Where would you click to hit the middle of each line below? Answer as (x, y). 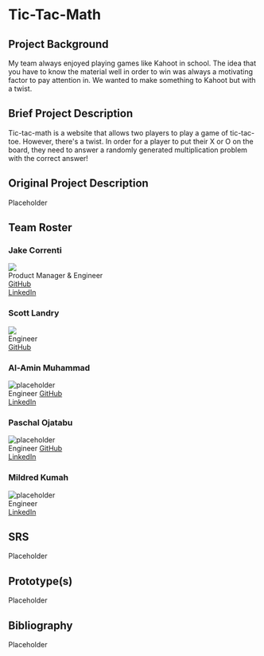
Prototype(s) (41, 581)
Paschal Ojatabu (41, 422)
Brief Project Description (71, 114)
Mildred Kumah (39, 477)
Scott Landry (34, 313)
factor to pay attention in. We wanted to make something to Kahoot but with (132, 80)
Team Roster (41, 228)
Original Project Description (78, 184)
